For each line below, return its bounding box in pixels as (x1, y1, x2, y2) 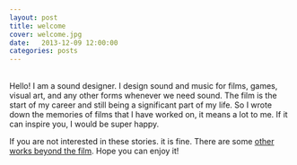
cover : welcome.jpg (9, 30, 83, 39)
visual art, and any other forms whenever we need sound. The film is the (9, 91, 277, 101)
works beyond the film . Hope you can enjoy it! (9, 145, 179, 157)
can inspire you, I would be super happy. (9, 118, 160, 130)
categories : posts (9, 47, 78, 56)
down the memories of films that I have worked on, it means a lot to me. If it (9, 109, 289, 120)
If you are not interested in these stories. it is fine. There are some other (9, 136, 275, 147)
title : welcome (9, 22, 66, 30)
